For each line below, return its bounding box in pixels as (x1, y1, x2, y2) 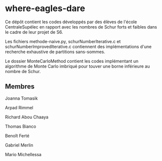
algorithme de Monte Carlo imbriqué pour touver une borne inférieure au (5, 63, 150, 69)
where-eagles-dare (5, 3, 85, 14)
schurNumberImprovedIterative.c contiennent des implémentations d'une (5, 44, 152, 49)
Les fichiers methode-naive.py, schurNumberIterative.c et (5, 38, 121, 44)
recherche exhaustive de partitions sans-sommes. (5, 49, 105, 55)
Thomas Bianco (5, 123, 36, 129)
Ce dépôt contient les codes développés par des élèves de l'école (5, 19, 137, 25)
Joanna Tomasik (5, 95, 38, 101)
